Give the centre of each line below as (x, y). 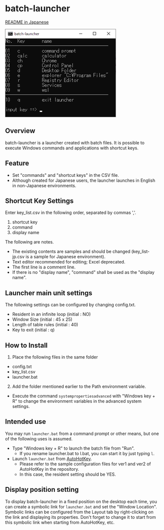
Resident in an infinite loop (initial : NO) (51, 314)
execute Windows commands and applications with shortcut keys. (72, 148)
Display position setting (42, 490)
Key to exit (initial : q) (33, 330)
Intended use (26, 422)
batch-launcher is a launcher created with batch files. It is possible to (75, 143)
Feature (17, 163)
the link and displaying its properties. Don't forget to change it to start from (81, 517)
